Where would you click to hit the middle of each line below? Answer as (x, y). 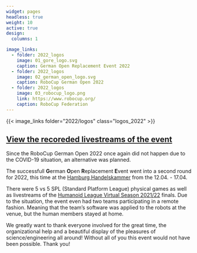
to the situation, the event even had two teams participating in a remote (92, 201)
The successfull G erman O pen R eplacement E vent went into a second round (99, 171)
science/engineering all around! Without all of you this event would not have (98, 238)
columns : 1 (25, 39)
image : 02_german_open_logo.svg (56, 77)
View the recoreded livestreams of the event (89, 140)
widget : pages (24, 11)
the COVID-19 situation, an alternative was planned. (69, 160)
